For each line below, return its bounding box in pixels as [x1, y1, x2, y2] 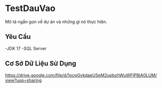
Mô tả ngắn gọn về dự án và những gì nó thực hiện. [5, 19, 108, 25]
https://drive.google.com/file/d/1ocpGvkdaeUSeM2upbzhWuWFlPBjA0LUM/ [5, 72, 157, 78]
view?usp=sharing [5, 77, 42, 83]
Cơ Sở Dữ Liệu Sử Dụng [5, 60, 77, 68]
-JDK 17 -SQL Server [5, 45, 47, 51]
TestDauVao [5, 3, 56, 14]
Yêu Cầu [5, 33, 31, 41]
